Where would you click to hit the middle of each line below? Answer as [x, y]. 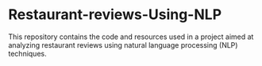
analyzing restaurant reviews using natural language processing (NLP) [123, 45]
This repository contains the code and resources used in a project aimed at [131, 37]
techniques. [27, 53]
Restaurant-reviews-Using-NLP [115, 15]
